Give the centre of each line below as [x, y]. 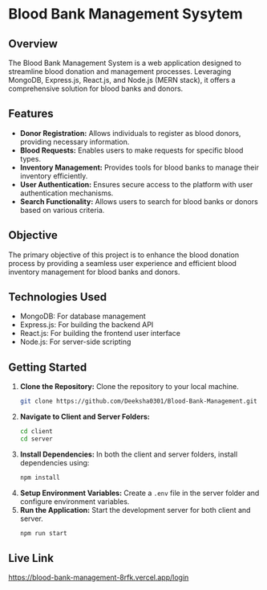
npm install [40, 477]
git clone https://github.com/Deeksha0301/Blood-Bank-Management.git [139, 402]
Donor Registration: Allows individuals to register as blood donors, [130, 133]
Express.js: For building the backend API [87, 325]
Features [31, 114]
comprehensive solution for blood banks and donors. [96, 88]
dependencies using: [55, 462]
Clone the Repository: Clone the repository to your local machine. [129, 387]
